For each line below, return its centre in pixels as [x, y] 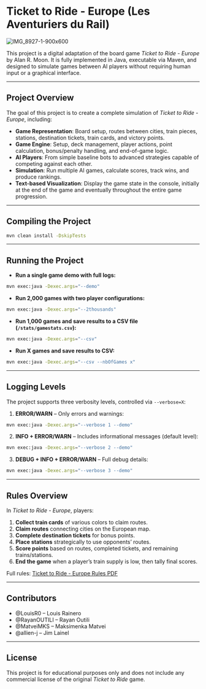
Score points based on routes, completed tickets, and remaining [97, 548]
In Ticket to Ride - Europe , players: [50, 510]
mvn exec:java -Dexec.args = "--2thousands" [61, 309]
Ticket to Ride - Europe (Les [78, 11]
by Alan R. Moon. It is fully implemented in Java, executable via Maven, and [101, 60]
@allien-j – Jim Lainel [42, 633]
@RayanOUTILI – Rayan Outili [52, 620]
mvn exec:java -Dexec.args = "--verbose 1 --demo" [70, 425]
